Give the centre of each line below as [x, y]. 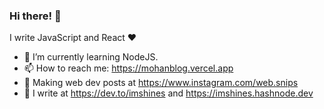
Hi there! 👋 [35, 16]
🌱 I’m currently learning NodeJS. [91, 57]
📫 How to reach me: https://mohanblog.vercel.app [128, 68]
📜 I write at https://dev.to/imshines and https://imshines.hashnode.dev [168, 93]
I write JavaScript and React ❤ [73, 38]
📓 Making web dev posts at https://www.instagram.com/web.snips [161, 83]
